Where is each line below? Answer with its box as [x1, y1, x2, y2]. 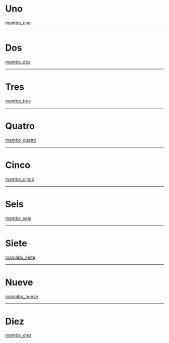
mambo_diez [5, 332, 32, 338]
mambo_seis [5, 215, 32, 221]
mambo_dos [5, 59, 31, 65]
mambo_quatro [5, 137, 37, 143]
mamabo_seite [5, 254, 36, 260]
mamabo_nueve [5, 293, 39, 299]
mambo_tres [5, 98, 31, 104]
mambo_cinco [5, 176, 34, 182]
